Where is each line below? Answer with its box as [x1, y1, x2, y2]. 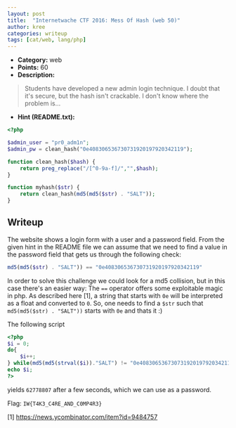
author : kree [7, 23, 46, 30]
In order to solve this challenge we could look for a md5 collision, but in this [7, 276, 226, 285]
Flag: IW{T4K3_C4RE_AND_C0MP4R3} [7, 398, 103, 408]
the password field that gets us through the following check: [7, 250, 181, 259]
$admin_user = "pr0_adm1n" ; [7, 139, 90, 146]
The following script [7, 320, 65, 328]
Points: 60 [17, 63, 48, 72]
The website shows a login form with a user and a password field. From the [7, 235, 225, 243]
